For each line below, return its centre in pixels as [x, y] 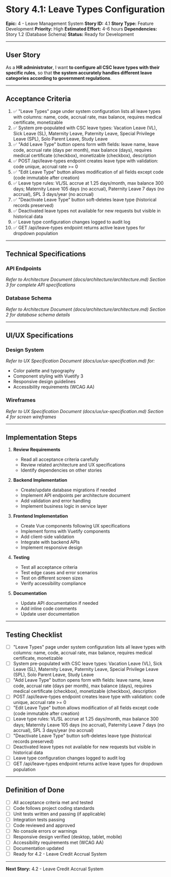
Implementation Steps [42, 437]
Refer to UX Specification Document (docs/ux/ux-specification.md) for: [80, 361]
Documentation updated [38, 849]
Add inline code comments [49, 608]
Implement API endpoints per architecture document [76, 495]
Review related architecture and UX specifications [73, 465]
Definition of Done [35, 790]
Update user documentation [50, 614]
